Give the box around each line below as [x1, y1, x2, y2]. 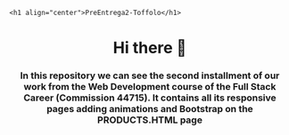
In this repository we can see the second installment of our [20, 69, 280, 82]
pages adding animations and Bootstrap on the [45, 103, 254, 115]
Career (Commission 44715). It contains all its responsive [23, 91, 277, 104]
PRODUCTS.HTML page [96, 114, 203, 126]
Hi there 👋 [112, 38, 187, 58]
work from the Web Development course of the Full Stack [23, 81, 277, 93]
